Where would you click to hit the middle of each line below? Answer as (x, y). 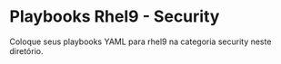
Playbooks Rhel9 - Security (115, 17)
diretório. (26, 50)
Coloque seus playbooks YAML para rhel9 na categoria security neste (140, 41)
